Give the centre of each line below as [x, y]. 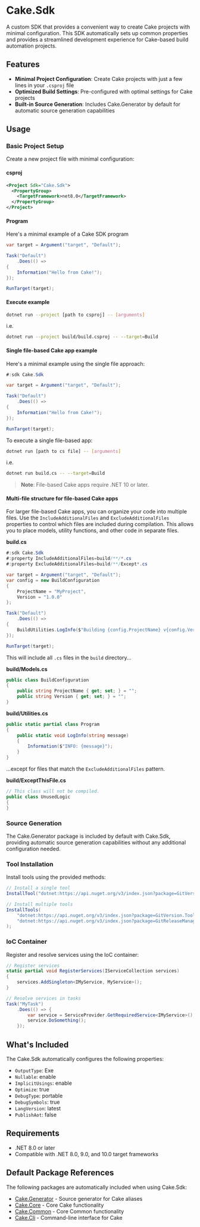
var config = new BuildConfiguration [53, 580]
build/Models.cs [27, 669]
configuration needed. [33, 849]
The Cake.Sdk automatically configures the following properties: [85, 1059]
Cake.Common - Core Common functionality [69, 1211]
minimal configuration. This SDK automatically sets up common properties [97, 33]
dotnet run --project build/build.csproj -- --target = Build [82, 337]
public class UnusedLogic [38, 797]
